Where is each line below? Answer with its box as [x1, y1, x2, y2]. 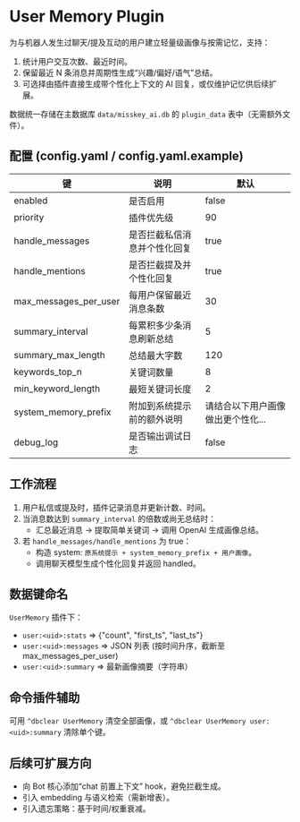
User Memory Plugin [9, 6, 165, 27]
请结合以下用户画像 [204, 399, 286, 412]
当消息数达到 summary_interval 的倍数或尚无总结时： [21, 513, 217, 524]
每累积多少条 [128, 319, 183, 331]
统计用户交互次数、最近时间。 [21, 56, 132, 66]
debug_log [13, 436, 59, 449]
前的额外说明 [128, 413, 183, 425]
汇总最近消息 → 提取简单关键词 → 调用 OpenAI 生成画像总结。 [35, 524, 264, 535]
